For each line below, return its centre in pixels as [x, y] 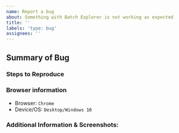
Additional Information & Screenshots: [63, 125]
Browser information [36, 90]
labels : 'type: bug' [32, 28]
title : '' [18, 22]
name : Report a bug [30, 12]
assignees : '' [24, 34]
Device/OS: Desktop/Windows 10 [53, 109]
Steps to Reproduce [35, 74]
